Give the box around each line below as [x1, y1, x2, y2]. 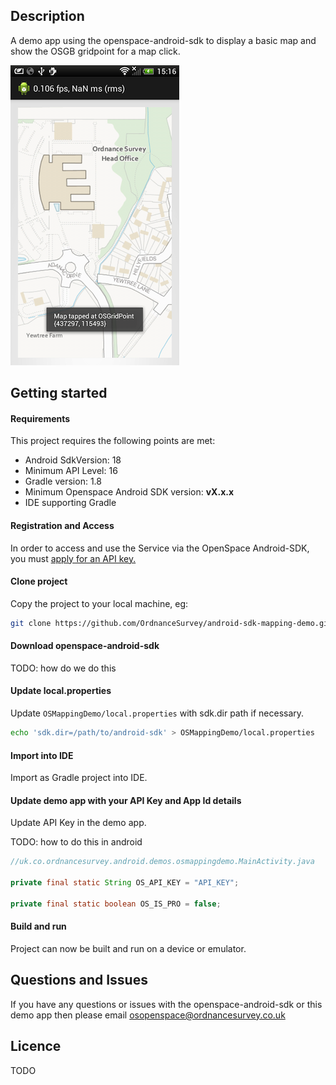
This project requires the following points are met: [10, 435, 216, 447]
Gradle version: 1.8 [24, 475, 102, 488]
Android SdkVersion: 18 [24, 454, 122, 466]
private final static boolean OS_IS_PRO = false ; [10, 899, 222, 909]
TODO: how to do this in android [10, 836, 143, 848]
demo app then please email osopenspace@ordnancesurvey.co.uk [10, 1009, 286, 1021]
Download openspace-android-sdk [10, 640, 160, 652]
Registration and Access [10, 520, 115, 531]
